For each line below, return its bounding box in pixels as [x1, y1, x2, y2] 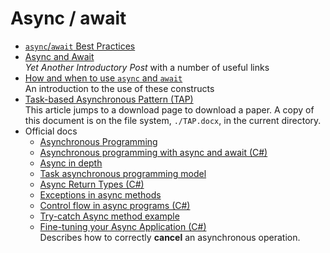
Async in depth [39, 157, 103, 169]
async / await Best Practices [24, 40, 136, 52]
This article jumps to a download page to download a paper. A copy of [24, 103, 315, 116]
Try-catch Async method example [39, 210, 180, 222]
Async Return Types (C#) [39, 178, 145, 190]
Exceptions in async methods [39, 188, 162, 201]
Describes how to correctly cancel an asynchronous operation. [39, 231, 301, 243]
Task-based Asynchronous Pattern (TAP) [24, 93, 194, 105]
